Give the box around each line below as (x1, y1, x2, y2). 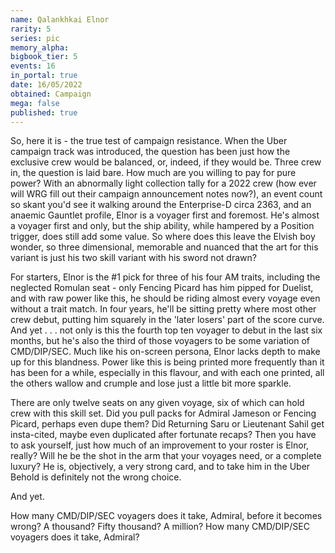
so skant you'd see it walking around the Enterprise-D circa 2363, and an (10, 199, 312, 211)
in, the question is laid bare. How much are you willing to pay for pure (10, 167, 297, 179)
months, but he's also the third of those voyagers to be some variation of (10, 335, 311, 347)
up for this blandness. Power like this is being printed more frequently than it (10, 356, 325, 368)
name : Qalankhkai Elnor (10, 14, 110, 25)
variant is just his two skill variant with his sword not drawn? (10, 252, 257, 264)
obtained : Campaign (10, 89, 92, 99)
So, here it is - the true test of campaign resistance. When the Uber (10, 135, 288, 147)
